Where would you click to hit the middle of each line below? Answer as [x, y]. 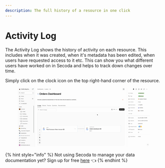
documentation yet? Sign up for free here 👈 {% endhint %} [67, 160]
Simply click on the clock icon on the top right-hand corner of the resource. [83, 80]
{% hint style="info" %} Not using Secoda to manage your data [70, 155]
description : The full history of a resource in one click [68, 10]
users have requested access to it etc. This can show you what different [79, 60]
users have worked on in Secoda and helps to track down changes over [79, 65]
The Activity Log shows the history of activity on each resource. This [76, 49]
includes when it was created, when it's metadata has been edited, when [80, 55]
